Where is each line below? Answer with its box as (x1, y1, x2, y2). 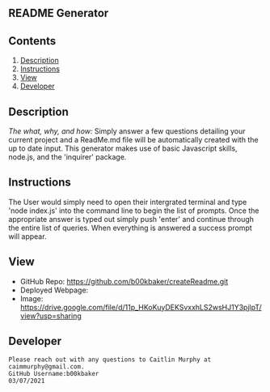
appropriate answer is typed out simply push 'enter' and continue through (8, 214, 255, 224)
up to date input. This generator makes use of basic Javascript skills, (8, 143, 238, 153)
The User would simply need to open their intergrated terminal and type (8, 197, 247, 207)
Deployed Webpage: (19, 285, 89, 295)
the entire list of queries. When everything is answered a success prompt (8, 223, 252, 232)
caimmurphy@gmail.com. (8, 363, 85, 371)
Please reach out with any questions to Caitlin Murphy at (8, 356, 212, 364)
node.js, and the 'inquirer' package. (8, 152, 127, 162)
